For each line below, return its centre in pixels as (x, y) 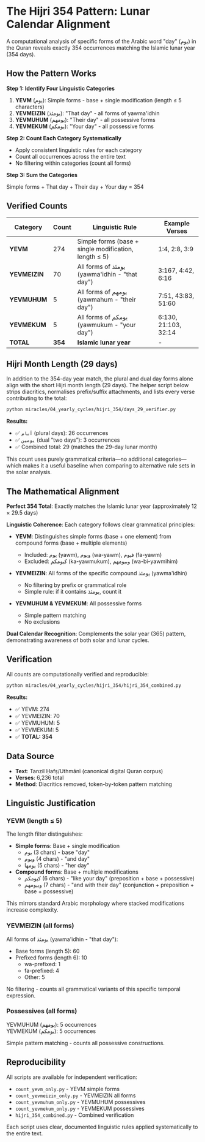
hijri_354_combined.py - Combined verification (74, 1115)
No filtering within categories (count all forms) (73, 163)
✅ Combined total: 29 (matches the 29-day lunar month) (86, 447)
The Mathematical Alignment (63, 491)
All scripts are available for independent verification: (72, 1077)
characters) (30, 107)
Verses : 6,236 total (39, 777)
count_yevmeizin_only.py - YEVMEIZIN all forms (75, 1095)
